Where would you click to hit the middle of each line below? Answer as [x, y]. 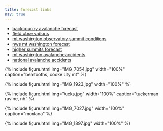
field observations [31, 33]
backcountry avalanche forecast [45, 28]
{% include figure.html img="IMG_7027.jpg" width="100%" [65, 108]
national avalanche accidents [42, 60]
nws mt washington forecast [41, 44]
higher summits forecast [37, 49]
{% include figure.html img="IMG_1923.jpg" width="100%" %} [68, 84]
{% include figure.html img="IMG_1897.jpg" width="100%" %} [68, 123]
